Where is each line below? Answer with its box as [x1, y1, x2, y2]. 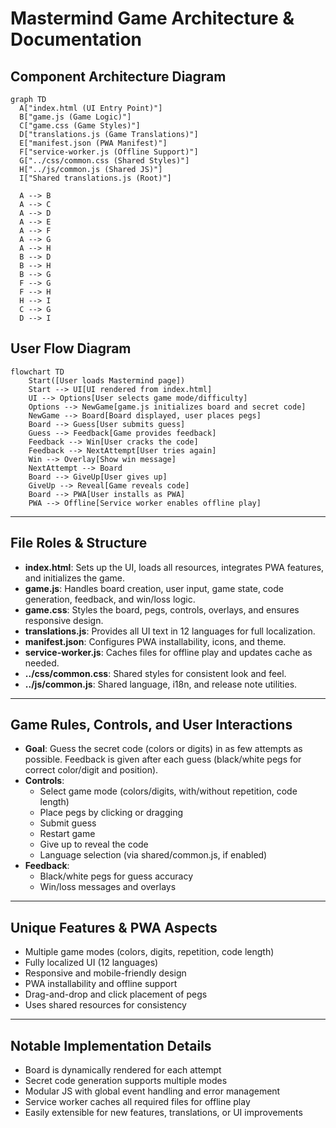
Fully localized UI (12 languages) [24, 957, 159, 969]
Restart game [39, 828, 96, 840]
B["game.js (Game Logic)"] [19, 112, 132, 122]
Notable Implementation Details [10, 1037, 212, 1054]
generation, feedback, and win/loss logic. [24, 593, 196, 605]
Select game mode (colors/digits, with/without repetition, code [39, 785, 298, 797]
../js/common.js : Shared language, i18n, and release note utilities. [24, 678, 298, 690]
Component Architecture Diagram [10, 68, 227, 85]
